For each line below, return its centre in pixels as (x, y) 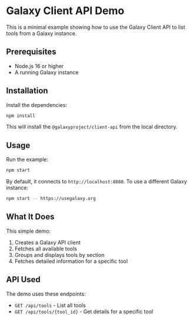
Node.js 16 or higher (39, 66)
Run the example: (27, 159)
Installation (27, 91)
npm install (21, 116)
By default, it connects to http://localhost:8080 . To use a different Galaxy (96, 182)
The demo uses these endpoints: (46, 294)
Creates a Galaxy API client (48, 242)
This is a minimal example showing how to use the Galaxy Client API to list (96, 27)
